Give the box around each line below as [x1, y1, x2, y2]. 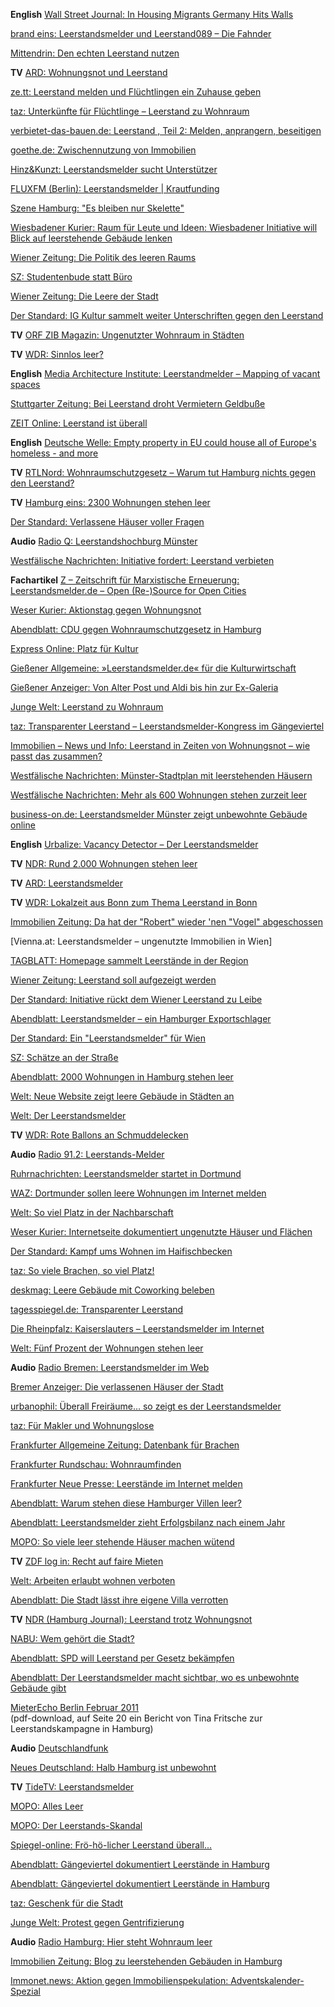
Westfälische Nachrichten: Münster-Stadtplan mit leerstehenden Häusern [10, 770, 313, 781]
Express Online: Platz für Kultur [10, 643, 139, 654]
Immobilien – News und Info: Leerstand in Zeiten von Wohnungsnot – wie [10, 740, 311, 751]
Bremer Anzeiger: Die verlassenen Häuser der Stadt [10, 1381, 224, 1393]
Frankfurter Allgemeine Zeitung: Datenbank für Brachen [10, 1439, 240, 1451]
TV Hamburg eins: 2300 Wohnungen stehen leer [10, 497, 211, 508]
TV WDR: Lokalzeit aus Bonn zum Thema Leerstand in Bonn [10, 897, 258, 908]
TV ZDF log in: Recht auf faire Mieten [10, 1555, 164, 1567]
